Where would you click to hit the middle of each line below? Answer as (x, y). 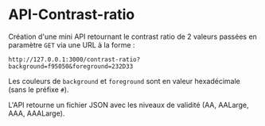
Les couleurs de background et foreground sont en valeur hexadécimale (125, 81)
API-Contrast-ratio (72, 15)
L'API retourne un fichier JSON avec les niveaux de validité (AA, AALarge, (129, 105)
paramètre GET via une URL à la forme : (72, 44)
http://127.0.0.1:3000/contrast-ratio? (74, 59)
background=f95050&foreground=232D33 (71, 66)
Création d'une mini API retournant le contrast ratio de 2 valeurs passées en (132, 36)
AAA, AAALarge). (37, 113)
